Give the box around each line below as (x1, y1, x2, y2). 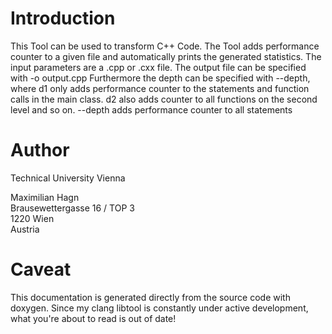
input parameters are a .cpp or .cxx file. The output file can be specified (10, 61, 307, 73)
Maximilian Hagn (10, 191, 80, 203)
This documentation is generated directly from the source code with (10, 291, 291, 303)
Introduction (10, 7, 116, 30)
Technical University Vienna (10, 172, 126, 184)
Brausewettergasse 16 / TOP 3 (10, 202, 135, 214)
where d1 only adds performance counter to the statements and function (10, 82, 310, 94)
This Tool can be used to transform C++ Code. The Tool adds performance (10, 40, 320, 52)
